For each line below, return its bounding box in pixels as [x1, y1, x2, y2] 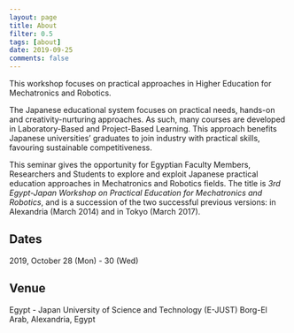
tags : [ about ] [9, 37, 62, 47]
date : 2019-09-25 [9, 46, 73, 55]
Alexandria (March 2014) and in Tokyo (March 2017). [9, 207, 201, 216]
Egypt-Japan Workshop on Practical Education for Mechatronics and [9, 187, 263, 198]
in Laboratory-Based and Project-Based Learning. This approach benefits [9, 124, 277, 133]
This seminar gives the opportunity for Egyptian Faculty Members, [9, 160, 251, 170]
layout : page [9, 12, 58, 22]
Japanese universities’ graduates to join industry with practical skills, [9, 133, 260, 143]
